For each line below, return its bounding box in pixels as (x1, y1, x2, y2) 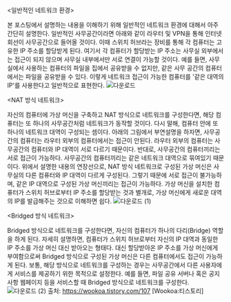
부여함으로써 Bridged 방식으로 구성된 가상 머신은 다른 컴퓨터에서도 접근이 (7, 252, 205, 261)
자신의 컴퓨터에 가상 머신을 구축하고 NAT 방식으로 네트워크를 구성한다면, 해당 (7, 111, 214, 119)
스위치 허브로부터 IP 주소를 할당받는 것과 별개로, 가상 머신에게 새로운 (25, 189, 210, 196)
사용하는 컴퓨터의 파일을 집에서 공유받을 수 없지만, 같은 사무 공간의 (25, 64, 204, 72)
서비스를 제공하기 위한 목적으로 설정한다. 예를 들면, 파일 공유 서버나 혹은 (14, 270, 208, 278)
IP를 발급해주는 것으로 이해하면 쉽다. (14, 197, 112, 205)
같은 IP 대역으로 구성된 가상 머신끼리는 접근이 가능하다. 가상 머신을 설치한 (16, 180, 213, 188)
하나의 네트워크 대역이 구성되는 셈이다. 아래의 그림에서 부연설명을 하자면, (7, 128, 202, 136)
